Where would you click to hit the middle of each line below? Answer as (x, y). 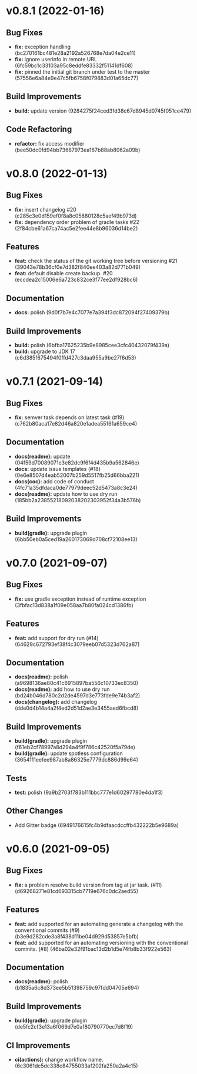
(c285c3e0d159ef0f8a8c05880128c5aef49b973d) (76, 216)
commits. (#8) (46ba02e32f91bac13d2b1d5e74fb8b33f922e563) (93, 949)
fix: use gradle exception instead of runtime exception (80, 599)
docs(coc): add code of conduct (54, 481)
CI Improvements (38, 1045)
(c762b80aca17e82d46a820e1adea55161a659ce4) (76, 424)
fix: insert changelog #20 (45, 209)
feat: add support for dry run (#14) (56, 638)
